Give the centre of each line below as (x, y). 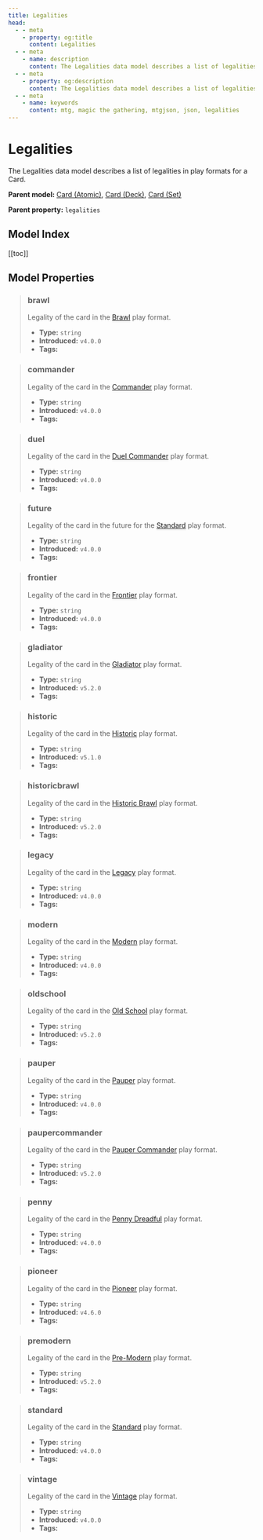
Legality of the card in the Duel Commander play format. (118, 456)
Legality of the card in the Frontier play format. (103, 594)
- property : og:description (68, 81)
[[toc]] (18, 253)
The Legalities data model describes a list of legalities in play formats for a (128, 170)
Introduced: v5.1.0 (70, 757)
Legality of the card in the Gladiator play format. (104, 664)
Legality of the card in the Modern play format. (103, 942)
